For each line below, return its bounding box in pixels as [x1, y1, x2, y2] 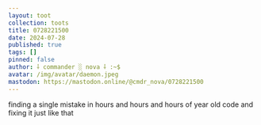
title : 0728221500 [8, 26, 69, 34]
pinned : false [8, 56, 56, 64]
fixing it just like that [8, 108, 74, 117]
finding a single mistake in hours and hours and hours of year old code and [8, 100, 254, 109]
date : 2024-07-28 [8, 33, 66, 42]
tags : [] [8, 48, 37, 56]
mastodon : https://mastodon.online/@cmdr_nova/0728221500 [8, 78, 204, 85]
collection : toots [8, 19, 69, 27]
